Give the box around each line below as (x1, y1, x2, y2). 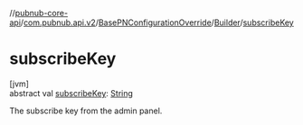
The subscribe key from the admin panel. (9, 105, 163, 116)
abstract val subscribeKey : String (9, 87, 134, 98)
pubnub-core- (14, 8, 69, 18)
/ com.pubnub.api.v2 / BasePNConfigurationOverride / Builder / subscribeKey (20, 17, 294, 28)
